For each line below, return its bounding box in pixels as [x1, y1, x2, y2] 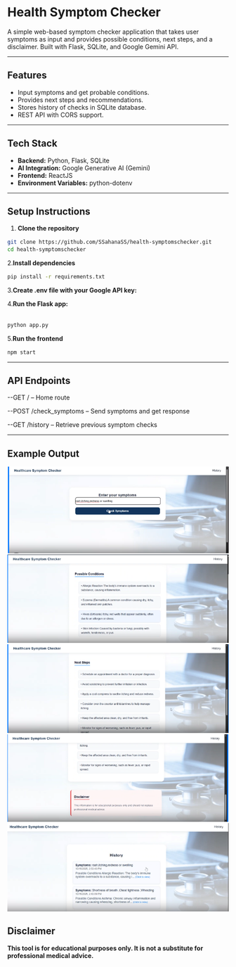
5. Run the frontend [7, 334, 63, 342]
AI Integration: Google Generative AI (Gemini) [17, 163, 151, 172]
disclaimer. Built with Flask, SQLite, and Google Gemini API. [7, 42, 179, 51]
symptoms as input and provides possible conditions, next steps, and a [7, 34, 213, 43]
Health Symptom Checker [7, 4, 162, 20]
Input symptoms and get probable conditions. [17, 88, 150, 96]
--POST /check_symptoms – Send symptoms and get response [7, 407, 190, 416]
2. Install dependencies [7, 259, 76, 267]
